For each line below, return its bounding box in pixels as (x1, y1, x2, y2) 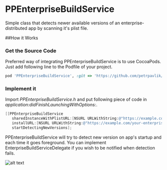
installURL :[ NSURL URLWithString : (11, 121, 83, 126)
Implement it (5, 85, 36, 92)
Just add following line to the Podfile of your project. (5, 64, 113, 70)
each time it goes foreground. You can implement (5, 139, 106, 145)
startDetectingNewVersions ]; (11, 125, 72, 130)
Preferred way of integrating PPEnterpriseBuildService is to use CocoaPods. (5, 59, 162, 65)
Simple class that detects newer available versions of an (5, 20, 120, 26)
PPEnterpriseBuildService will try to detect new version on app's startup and (5, 134, 162, 140)
